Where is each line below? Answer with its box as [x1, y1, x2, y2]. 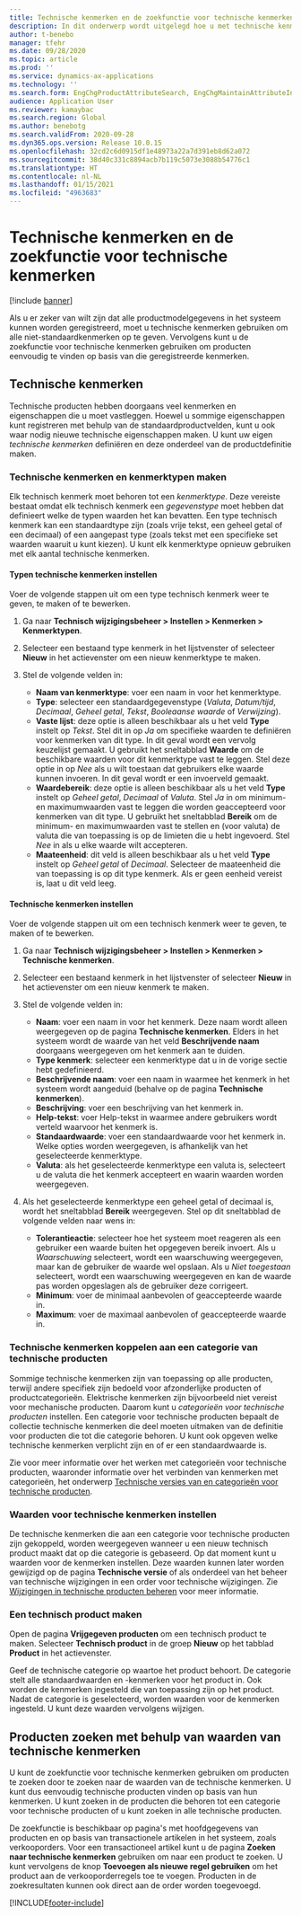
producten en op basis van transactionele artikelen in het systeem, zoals [9, 1832, 277, 1843]
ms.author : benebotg [9, 122, 87, 131]
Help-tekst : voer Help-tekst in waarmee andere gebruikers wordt [35, 1112, 278, 1123]
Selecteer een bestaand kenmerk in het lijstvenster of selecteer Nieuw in [21, 972, 292, 984]
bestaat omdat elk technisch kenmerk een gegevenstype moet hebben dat [9, 500, 284, 512]
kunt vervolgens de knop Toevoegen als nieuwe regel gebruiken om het [9, 1861, 279, 1872]
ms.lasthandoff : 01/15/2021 [9, 181, 115, 190]
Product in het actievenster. [9, 1647, 112, 1658]
